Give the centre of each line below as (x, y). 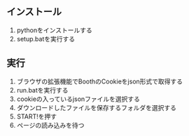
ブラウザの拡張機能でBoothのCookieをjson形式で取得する (100, 81)
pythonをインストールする (54, 30)
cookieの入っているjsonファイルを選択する (78, 99)
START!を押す (37, 116)
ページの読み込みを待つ (50, 125)
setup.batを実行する (45, 39)
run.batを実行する (42, 90)
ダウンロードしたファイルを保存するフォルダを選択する (96, 107)
